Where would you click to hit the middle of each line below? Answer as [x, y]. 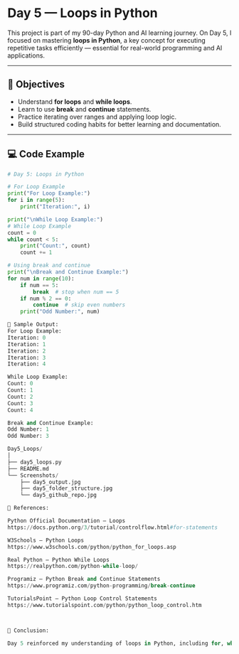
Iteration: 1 [27, 344]
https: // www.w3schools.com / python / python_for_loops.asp [92, 547]
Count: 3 [20, 403]
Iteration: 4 [27, 364]
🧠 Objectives [36, 84]
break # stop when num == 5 [76, 292]
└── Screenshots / [33, 475]
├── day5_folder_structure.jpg [67, 488]
